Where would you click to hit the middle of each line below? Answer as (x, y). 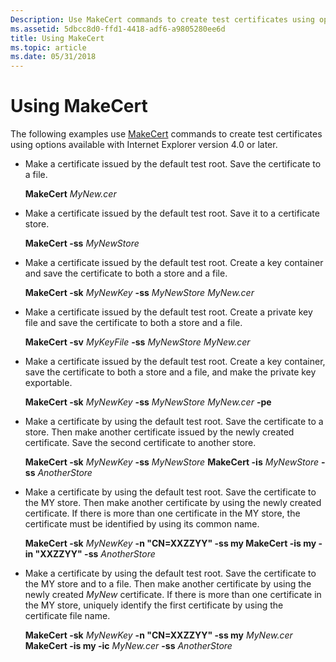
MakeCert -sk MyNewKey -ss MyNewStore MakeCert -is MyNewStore (172, 462)
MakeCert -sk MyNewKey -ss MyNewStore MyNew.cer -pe (148, 402)
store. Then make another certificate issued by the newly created (159, 432)
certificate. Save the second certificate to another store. (140, 443)
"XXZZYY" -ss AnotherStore (95, 554)
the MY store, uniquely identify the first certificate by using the (154, 605)
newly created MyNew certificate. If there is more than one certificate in (173, 595)
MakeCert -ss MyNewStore (82, 243)
